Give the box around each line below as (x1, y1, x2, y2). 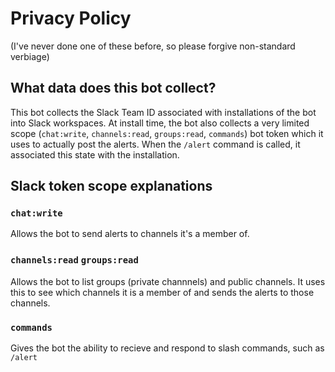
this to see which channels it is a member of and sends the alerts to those (10, 286, 315, 298)
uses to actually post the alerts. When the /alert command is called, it (10, 138, 301, 150)
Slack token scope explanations (10, 178, 213, 195)
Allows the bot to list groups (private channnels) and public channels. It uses (10, 275, 326, 287)
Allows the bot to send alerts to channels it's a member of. (10, 228, 250, 240)
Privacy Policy (10, 7, 132, 30)
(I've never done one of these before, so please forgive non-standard (10, 40, 296, 52)
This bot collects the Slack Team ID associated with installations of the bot (10, 106, 317, 118)
